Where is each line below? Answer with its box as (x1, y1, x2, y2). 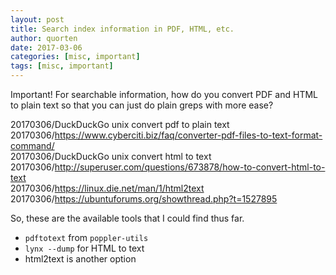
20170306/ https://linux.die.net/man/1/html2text (10, 182, 205, 194)
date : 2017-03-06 (10, 42, 83, 53)
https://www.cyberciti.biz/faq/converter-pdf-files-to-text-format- (54, 129, 323, 141)
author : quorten (10, 33, 78, 43)
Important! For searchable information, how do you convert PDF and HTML (10, 89, 318, 100)
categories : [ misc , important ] (10, 52, 141, 62)
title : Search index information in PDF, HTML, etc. (10, 24, 235, 34)
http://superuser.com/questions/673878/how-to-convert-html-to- (54, 161, 326, 173)
